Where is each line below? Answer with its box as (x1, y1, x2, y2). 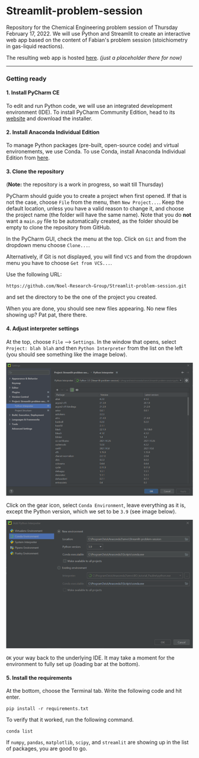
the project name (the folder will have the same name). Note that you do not (6, 212, 191, 219)
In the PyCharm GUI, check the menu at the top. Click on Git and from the (6, 235, 187, 242)
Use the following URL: (6, 271, 62, 278)
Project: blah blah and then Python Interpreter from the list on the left (6, 344, 183, 351)
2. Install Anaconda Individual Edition (6, 129, 99, 136)
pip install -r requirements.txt (6, 706, 89, 712)
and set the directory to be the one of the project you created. (6, 293, 158, 300)
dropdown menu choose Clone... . (6, 242, 90, 249)
